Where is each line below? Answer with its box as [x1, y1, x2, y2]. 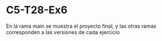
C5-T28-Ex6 [6, 3, 68, 17]
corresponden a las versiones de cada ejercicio [6, 28, 120, 35]
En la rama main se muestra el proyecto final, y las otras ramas [6, 23, 157, 29]
